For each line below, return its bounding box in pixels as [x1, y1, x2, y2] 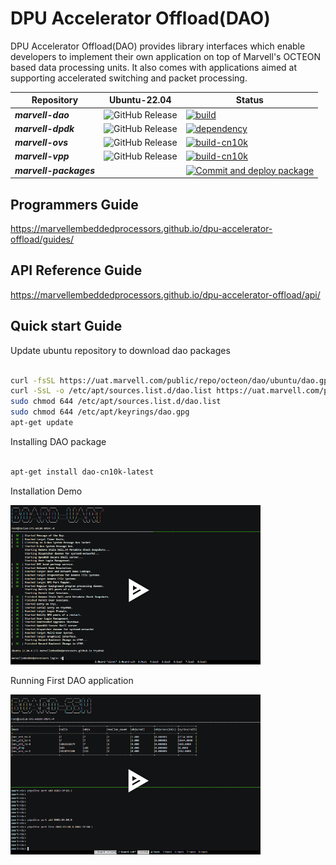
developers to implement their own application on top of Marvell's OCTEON [10, 50, 322, 62]
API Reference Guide [10, 262, 143, 279]
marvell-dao [14, 108, 70, 121]
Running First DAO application [10, 674, 134, 686]
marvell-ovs [14, 137, 69, 149]
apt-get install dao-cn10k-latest [10, 467, 155, 477]
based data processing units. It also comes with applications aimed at [10, 61, 298, 73]
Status [235, 94, 264, 106]
